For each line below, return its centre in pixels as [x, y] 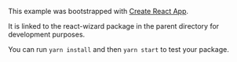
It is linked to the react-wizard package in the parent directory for [114, 26]
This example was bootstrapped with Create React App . [98, 11]
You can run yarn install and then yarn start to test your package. [118, 49]
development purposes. [47, 34]
